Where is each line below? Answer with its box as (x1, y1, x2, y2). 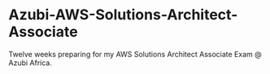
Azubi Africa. (8, 58, 53, 68)
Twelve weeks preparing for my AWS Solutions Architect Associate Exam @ (8, 49, 262, 59)
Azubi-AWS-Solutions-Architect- (8, 6, 238, 24)
